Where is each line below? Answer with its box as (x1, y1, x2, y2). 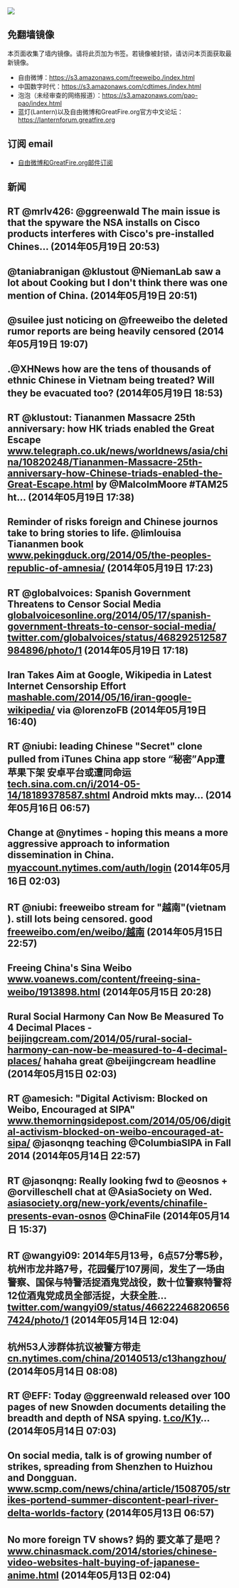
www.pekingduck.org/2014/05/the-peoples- (7, 549, 212, 561)
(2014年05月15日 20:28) (102, 986, 212, 998)
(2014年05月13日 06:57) (105, 1507, 215, 1520)
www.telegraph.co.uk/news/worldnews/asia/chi (7, 445, 228, 457)
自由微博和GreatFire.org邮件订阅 (17, 158, 113, 167)
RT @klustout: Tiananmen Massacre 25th (7, 411, 196, 423)
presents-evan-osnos (7, 1210, 107, 1222)
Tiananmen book (7, 538, 84, 551)
